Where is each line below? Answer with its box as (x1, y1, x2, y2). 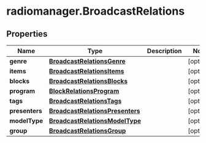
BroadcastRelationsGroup (48, 127, 126, 135)
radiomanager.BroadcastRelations (6, 4, 185, 18)
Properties (6, 29, 48, 39)
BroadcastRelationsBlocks (48, 77, 128, 85)
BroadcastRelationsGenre (48, 57, 126, 65)
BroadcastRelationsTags (48, 97, 122, 105)
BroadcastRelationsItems (48, 67, 124, 75)
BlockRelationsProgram (48, 87, 120, 95)
